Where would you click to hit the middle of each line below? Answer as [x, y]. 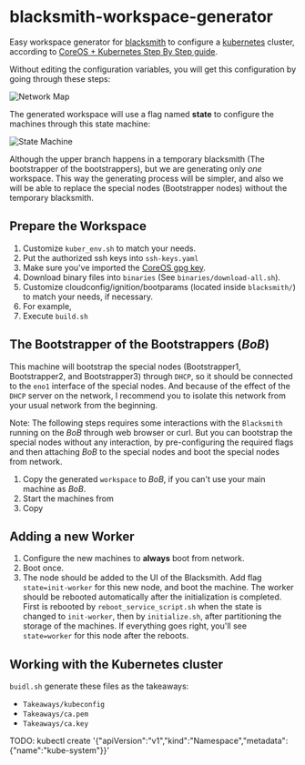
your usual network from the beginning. [83, 405]
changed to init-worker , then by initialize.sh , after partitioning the [152, 617]
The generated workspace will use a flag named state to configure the [142, 114]
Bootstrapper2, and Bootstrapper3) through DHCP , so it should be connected [151, 376]
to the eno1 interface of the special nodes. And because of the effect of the [150, 386]
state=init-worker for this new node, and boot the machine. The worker [158, 588]
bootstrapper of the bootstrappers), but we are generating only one [136, 168]
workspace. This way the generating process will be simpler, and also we [147, 178]
